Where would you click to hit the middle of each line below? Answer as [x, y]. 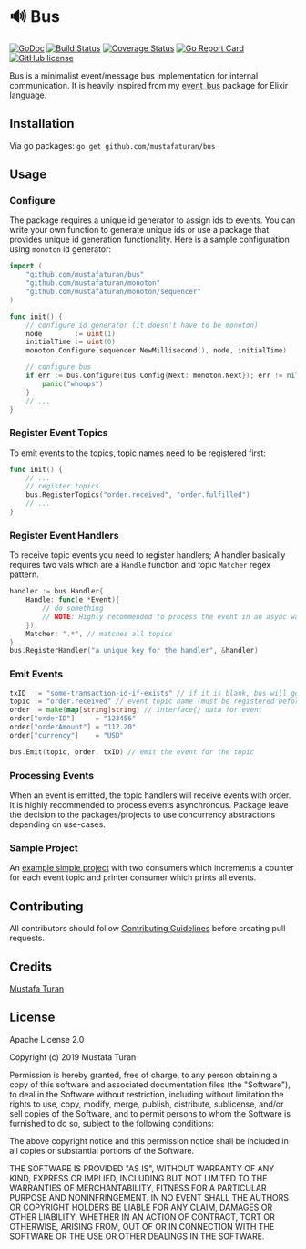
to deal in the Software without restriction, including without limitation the [147, 1094]
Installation [42, 124]
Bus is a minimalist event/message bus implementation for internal [134, 75]
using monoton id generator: [61, 249]
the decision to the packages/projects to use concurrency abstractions [143, 814]
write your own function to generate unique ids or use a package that [139, 230]
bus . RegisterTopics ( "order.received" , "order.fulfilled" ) [138, 495]
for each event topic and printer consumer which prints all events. [133, 877]
